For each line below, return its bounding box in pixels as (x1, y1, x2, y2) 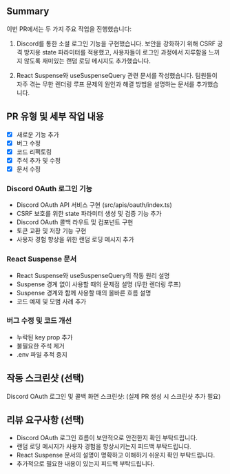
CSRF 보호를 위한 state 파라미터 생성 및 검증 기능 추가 (16, 210, 163, 218)
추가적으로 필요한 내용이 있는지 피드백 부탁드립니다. (16, 460, 155, 468)
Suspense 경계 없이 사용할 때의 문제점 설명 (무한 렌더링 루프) (16, 279, 182, 288)
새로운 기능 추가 (16, 130, 59, 139)
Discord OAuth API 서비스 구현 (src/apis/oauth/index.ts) (16, 201, 173, 209)
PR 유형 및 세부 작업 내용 (6, 110, 105, 123)
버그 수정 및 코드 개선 (6, 316, 72, 326)
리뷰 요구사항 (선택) (6, 414, 85, 426)
